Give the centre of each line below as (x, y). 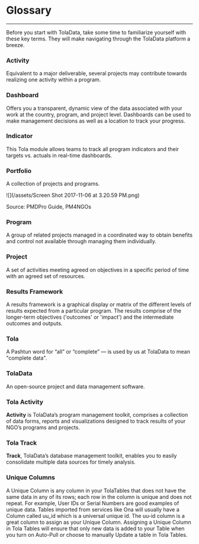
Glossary (29, 10)
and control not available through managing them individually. (81, 241)
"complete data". (27, 358)
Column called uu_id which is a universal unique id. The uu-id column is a (96, 515)
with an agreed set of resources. (46, 276)
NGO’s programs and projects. (43, 427)
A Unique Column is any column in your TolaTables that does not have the (96, 490)
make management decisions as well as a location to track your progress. (96, 121)
